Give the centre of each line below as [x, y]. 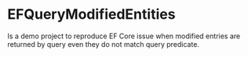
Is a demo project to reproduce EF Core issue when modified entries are [124, 36]
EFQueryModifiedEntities [91, 14]
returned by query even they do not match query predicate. [103, 44]
